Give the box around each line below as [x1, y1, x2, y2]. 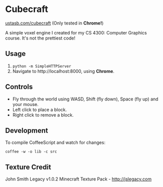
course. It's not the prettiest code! [5, 35, 76, 41]
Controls [5, 82, 33, 91]
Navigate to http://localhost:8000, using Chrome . [12, 68, 114, 74]
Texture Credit [5, 162, 51, 171]
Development [5, 126, 49, 134]
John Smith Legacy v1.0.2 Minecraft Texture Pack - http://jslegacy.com [5, 176, 152, 182]
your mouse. [12, 101, 39, 107]
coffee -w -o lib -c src [5, 149, 57, 154]
